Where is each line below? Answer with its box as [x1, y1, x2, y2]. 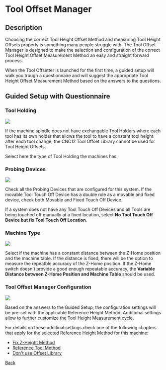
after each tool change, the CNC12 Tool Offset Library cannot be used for [5, 138, 156, 144]
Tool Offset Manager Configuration [5, 283, 91, 290]
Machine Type [5, 229, 41, 236]
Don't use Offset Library [12, 350, 62, 356]
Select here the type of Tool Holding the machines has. [5, 153, 118, 159]
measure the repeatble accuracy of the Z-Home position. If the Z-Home [5, 261, 152, 267]
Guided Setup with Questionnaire [5, 92, 110, 100]
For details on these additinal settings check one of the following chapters [5, 324, 157, 330]
